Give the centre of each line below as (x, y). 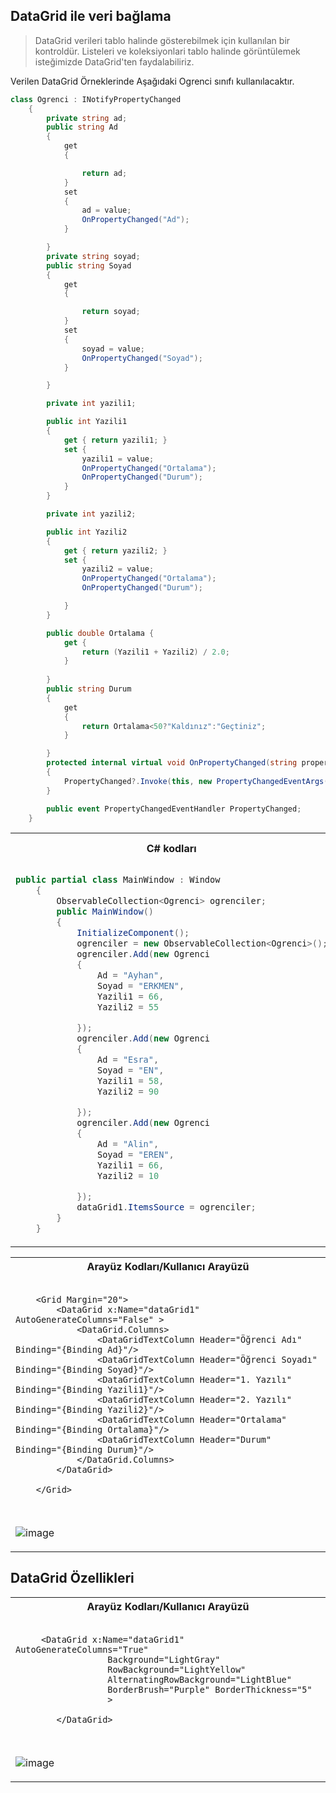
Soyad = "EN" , (130, 1070)
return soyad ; (111, 312)
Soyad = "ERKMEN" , (140, 986)
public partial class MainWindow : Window (118, 880)
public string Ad (82, 127)
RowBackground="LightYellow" (177, 1669)
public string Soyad (89, 265)
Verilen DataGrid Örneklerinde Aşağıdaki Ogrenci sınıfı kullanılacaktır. (152, 81)
